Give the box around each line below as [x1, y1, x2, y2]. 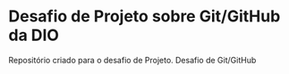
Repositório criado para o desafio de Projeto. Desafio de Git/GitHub [8, 54, 257, 65]
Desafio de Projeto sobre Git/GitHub [8, 6, 281, 27]
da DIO [8, 25, 60, 45]
